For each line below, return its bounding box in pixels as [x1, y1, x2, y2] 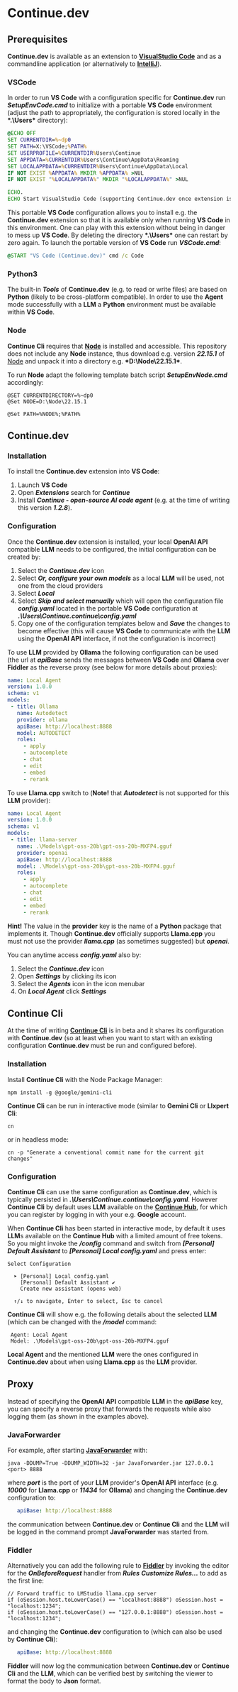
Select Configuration [7, 1260, 72, 1267]
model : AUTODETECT [16, 729, 72, 736]
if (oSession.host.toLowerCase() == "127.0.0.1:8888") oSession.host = [7, 1609, 223, 1616]
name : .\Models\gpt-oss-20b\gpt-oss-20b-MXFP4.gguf [16, 843, 173, 850]
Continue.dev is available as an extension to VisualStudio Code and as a [7, 52, 222, 60]
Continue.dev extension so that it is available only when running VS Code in [7, 216, 230, 224]
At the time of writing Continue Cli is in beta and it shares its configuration [7, 1026, 225, 1035]
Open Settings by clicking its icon [17, 971, 117, 981]
